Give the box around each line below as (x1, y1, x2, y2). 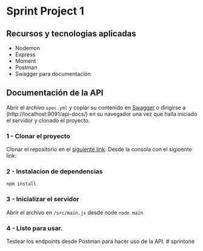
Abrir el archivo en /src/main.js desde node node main (6, 209, 144, 216)
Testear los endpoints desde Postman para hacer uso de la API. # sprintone (6, 238, 195, 245)
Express (15, 51, 36, 58)
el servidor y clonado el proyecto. (6, 116, 90, 124)
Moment (15, 58, 36, 64)
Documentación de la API (6, 88, 104, 98)
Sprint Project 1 (6, 4, 85, 18)
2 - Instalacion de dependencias (6, 167, 103, 176)
